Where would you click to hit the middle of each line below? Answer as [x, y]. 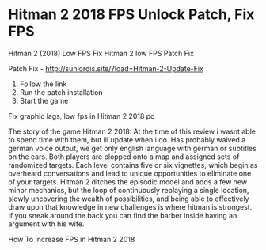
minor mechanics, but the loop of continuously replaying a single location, [129, 190]
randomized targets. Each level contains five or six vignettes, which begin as [133, 165]
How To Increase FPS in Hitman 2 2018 [72, 239]
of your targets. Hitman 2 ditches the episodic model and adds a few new [128, 182]
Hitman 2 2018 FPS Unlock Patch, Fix [131, 15]
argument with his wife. [46, 224]
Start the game [44, 100]
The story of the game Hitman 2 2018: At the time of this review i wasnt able [132, 131]
